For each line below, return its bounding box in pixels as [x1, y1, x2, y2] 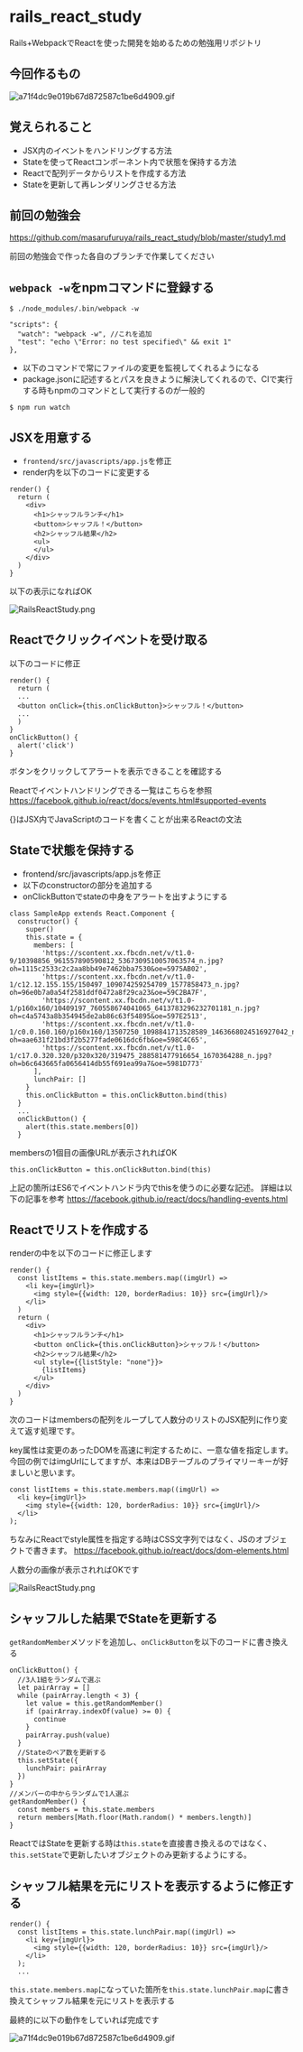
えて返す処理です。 [9, 1425, 79, 1436]
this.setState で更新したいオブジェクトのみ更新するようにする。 [9, 1849, 252, 1861]
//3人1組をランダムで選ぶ [17, 1676, 101, 1685]
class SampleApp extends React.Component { [9, 909, 176, 918]
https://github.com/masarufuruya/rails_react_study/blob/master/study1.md [9, 232, 287, 243]
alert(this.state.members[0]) [25, 1122, 140, 1131]
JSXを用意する [9, 430, 93, 445]
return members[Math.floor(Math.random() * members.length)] [17, 1813, 252, 1823]
